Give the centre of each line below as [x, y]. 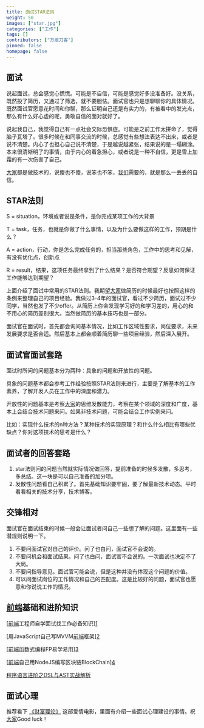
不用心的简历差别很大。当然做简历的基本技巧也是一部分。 [78, 314]
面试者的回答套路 [38, 453]
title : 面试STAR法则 [30, 12]
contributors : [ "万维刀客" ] [40, 40]
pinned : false [24, 46]
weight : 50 [20, 18]
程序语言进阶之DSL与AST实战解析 [49, 675]
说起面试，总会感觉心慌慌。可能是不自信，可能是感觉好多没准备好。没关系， [102, 93]
